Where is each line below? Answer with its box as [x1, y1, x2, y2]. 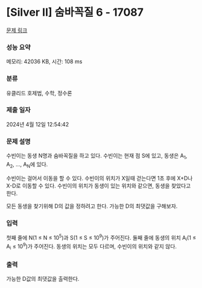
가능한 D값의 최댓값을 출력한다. [6, 275, 80, 283]
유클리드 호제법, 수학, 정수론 [6, 89, 72, 96]
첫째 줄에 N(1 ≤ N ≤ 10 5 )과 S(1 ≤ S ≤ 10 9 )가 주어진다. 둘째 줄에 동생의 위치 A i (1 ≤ [6, 233, 197, 243]
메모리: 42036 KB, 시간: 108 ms [6, 58, 83, 65]
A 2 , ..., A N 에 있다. [6, 160, 48, 169]
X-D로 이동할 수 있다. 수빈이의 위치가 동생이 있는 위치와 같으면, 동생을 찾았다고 [6, 182, 191, 189]
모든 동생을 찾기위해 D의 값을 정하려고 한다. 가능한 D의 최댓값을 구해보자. [6, 202, 178, 210]
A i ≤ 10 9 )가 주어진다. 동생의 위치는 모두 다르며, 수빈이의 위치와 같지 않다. [6, 242, 177, 251]
